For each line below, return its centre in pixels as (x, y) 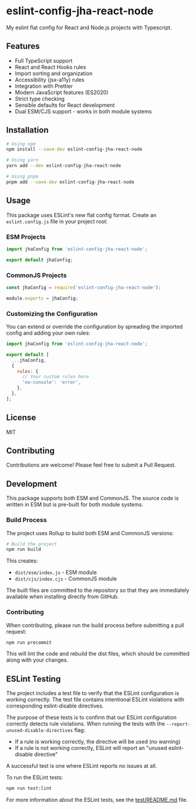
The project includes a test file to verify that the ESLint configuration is (93, 693)
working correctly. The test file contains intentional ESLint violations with (95, 700)
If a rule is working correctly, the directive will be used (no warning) (98, 742)
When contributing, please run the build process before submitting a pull (95, 625)
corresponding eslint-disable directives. (55, 706)
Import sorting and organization (54, 73)
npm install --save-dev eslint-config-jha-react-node (74, 149)
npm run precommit (29, 643)
